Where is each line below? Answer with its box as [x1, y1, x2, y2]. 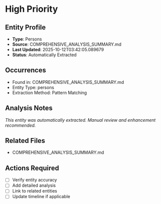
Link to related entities [12, 188, 57, 194]
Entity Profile [5, 23, 46, 32]
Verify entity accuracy [12, 177, 57, 183]
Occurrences [5, 66, 46, 74]
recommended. [5, 122, 36, 128]
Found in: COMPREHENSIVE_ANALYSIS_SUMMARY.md [12, 79, 124, 85]
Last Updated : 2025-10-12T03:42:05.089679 [12, 47, 104, 52]
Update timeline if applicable [12, 194, 70, 200]
